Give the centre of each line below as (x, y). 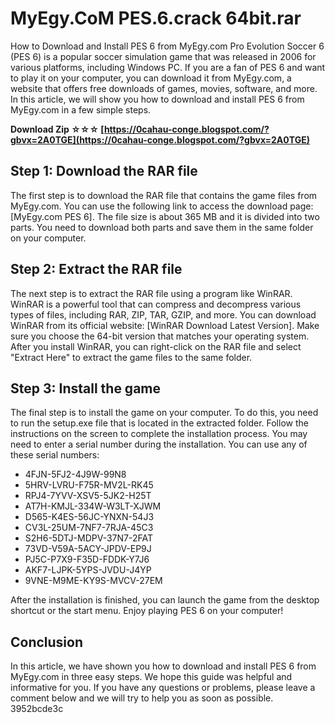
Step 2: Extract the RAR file (96, 269)
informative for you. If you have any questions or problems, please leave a (163, 688)
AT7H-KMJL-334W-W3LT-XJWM (93, 506)
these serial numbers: (55, 455)
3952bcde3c (37, 709)
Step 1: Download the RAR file (104, 171)
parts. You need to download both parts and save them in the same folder (162, 227)
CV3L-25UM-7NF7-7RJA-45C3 (89, 528)
